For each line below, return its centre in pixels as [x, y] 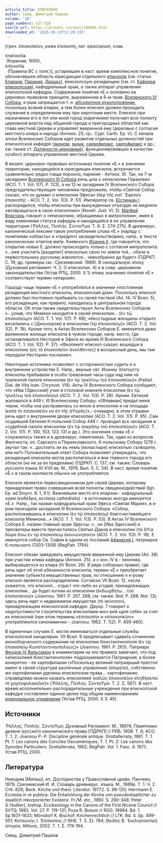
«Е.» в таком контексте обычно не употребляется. [57, 473]
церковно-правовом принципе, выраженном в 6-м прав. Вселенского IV [81, 97]
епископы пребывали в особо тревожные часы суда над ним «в [72, 375]
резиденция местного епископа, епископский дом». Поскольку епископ [81, 293]
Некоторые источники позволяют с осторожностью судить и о [71, 364]
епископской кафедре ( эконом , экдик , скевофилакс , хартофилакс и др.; [80, 144]
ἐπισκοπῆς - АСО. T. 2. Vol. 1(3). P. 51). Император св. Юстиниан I [72, 200]
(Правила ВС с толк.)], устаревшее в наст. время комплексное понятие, [82, 71]
